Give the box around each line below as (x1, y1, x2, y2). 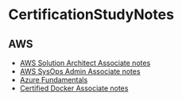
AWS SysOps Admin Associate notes (19, 67, 141, 76)
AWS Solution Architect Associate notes (19, 58, 151, 67)
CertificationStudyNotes (8, 6, 175, 24)
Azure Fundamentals (19, 75, 88, 84)
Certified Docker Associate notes (19, 83, 129, 93)
